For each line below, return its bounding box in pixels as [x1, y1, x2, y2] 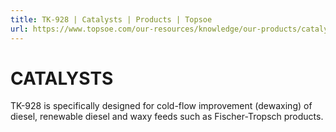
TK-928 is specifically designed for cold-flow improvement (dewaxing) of [10, 100, 313, 112]
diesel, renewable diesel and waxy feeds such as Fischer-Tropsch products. [10, 111, 324, 123]
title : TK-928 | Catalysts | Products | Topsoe [10, 14, 213, 25]
